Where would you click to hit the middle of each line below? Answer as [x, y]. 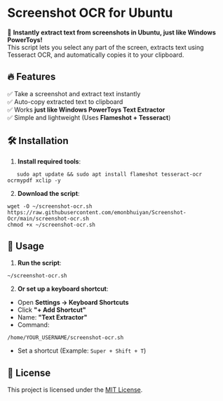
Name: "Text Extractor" [52, 317]
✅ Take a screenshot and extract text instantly [74, 93]
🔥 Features [32, 77]
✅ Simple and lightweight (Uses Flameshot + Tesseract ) [89, 117]
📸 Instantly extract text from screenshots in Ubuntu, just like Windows [111, 32]
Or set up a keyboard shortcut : [63, 289]
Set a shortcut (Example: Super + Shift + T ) [82, 351]
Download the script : [48, 193]
